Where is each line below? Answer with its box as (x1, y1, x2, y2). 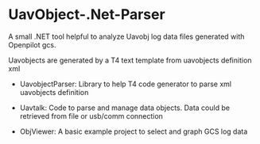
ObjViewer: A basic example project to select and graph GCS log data (19, 127, 248, 136)
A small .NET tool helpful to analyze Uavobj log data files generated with (8, 32, 245, 41)
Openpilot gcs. (8, 40, 56, 49)
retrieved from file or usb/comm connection (19, 111, 163, 120)
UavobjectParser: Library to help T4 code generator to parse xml (19, 79, 232, 89)
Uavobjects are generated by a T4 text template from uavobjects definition (8, 55, 252, 65)
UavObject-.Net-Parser (8, 6, 165, 24)
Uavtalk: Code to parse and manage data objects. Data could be (19, 103, 231, 112)
